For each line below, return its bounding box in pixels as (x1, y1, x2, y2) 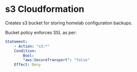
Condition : (14, 48, 37, 53)
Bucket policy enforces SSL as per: (5, 29, 77, 35)
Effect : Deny (14, 62, 41, 68)
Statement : (5, 39, 28, 44)
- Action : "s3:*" (14, 44, 50, 49)
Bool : (23, 53, 35, 58)
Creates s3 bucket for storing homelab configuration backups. (5, 20, 133, 26)
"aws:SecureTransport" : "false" (23, 58, 90, 63)
